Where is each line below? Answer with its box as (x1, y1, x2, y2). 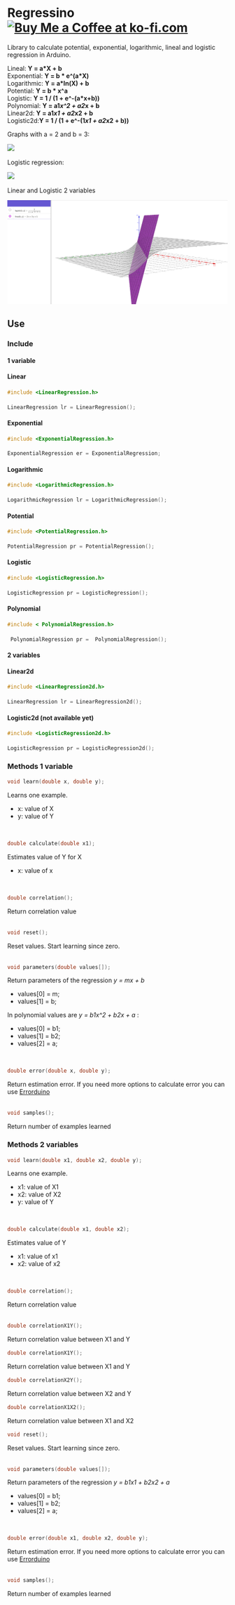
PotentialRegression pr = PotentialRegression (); (7, 543, 155, 550)
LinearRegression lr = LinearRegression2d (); (7, 699, 142, 706)
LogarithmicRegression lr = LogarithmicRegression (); (7, 496, 168, 503)
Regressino (7, 5, 75, 21)
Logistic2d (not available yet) (7, 713, 94, 722)
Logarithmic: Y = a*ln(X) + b (7, 79, 90, 87)
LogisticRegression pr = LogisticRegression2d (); (7, 744, 155, 752)
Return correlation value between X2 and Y (7, 1389, 131, 1398)
